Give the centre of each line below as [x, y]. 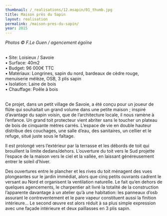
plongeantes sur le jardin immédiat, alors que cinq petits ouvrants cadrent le [83, 177]
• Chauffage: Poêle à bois [32, 89]
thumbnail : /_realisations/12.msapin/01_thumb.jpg [59, 10]
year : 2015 [16, 28]
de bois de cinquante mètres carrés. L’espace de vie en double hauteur [78, 126]
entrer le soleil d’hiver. [28, 162]
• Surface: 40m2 [22, 63]
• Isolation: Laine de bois [31, 84]
